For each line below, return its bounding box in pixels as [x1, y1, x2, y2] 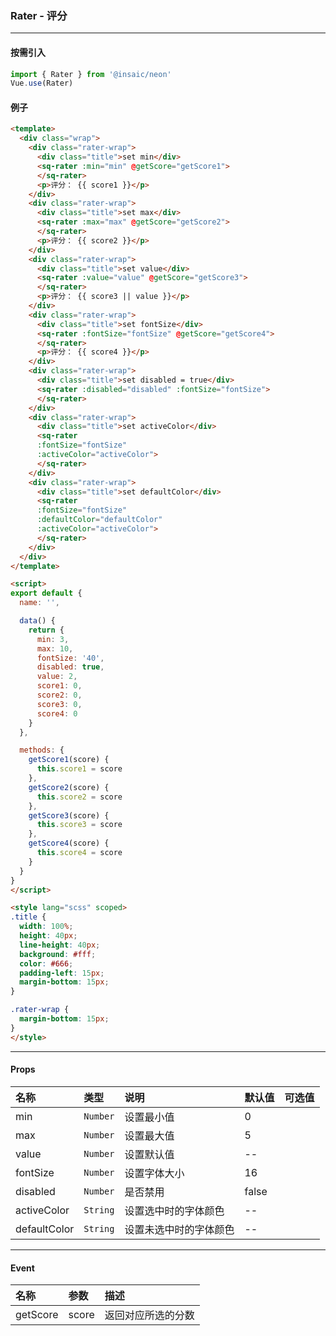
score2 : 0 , [36, 690, 83, 701]
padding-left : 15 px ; [19, 968, 105, 978]
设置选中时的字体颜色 [124, 1203, 225, 1217]
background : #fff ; [19, 949, 97, 959]
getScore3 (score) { [28, 810, 110, 821]
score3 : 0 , [36, 699, 83, 709]
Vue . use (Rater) [10, 78, 74, 89]
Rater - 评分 [10, 8, 68, 22]
